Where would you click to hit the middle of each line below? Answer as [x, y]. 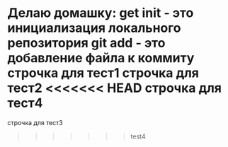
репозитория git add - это [86, 43]
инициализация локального [94, 28]
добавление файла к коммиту [101, 58]
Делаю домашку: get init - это [101, 13]
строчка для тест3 [35, 122]
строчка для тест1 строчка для [103, 73]
